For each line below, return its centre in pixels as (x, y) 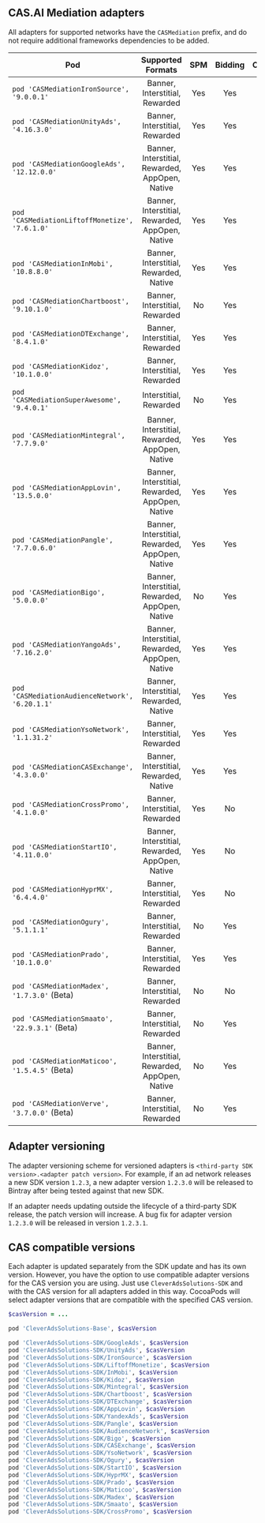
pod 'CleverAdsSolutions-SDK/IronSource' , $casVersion (100, 1357)
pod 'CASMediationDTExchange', (71, 334)
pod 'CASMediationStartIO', (65, 847)
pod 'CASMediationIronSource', (71, 89)
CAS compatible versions (72, 1248)
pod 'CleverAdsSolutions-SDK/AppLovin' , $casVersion (97, 1409)
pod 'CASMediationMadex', (61, 986)
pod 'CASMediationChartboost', (71, 301)
